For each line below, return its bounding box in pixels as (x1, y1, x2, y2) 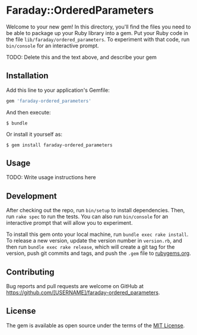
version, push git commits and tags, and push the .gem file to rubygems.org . (6, 250, 192, 257)
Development (6, 191, 58, 201)
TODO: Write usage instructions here (6, 174, 96, 181)
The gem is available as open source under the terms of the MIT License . (6, 321, 185, 329)
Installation (6, 71, 49, 81)
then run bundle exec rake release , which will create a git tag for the (6, 244, 175, 251)
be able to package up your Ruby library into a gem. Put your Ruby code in (6, 29, 189, 36)
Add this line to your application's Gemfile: (6, 87, 110, 94)
